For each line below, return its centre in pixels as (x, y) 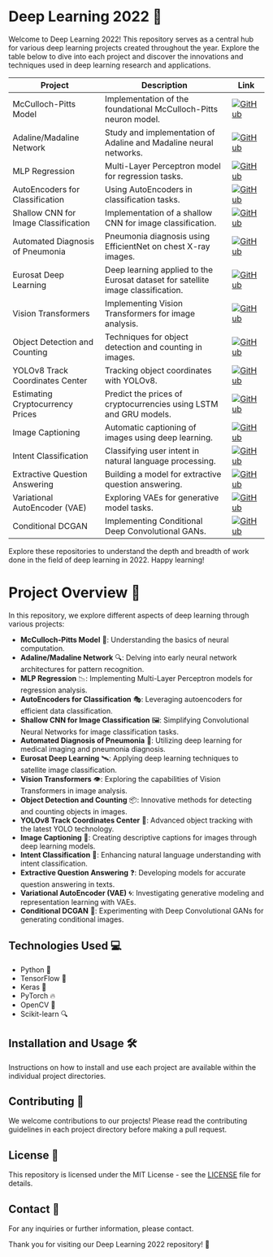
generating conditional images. (72, 919)
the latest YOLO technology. (67, 828)
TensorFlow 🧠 (43, 978)
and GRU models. (138, 414)
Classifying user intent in (152, 451)
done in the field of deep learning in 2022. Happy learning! (106, 560)
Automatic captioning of (150, 427)
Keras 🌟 (33, 987)
